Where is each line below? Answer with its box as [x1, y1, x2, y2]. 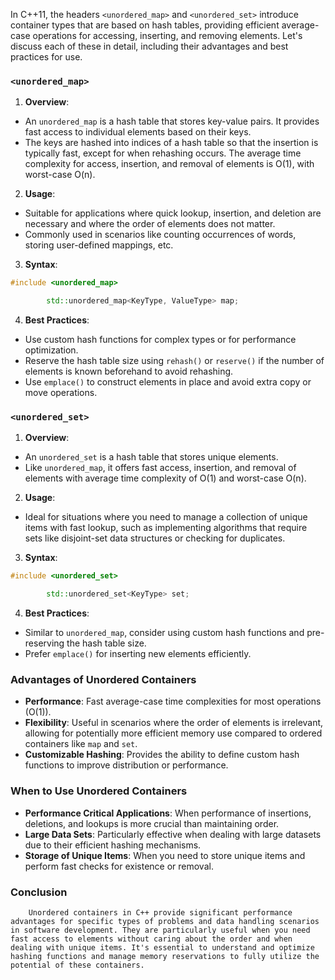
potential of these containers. [10, 960, 145, 970]
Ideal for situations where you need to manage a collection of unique [24, 511, 308, 523]
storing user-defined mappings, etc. [24, 239, 174, 251]
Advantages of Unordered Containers [10, 673, 197, 687]
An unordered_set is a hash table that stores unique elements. [24, 451, 279, 463]
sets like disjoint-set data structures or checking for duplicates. [24, 532, 286, 544]
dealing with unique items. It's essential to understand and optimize [10, 942, 315, 953]
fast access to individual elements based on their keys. [24, 126, 252, 138]
